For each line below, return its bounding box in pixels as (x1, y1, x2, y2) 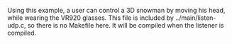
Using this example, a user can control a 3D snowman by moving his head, (7, 6, 226, 14)
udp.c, (7, 21, 26, 29)
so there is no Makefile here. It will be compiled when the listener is (27, 21, 225, 29)
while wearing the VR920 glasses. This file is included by (7, 13, 174, 22)
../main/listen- (175, 13, 216, 22)
